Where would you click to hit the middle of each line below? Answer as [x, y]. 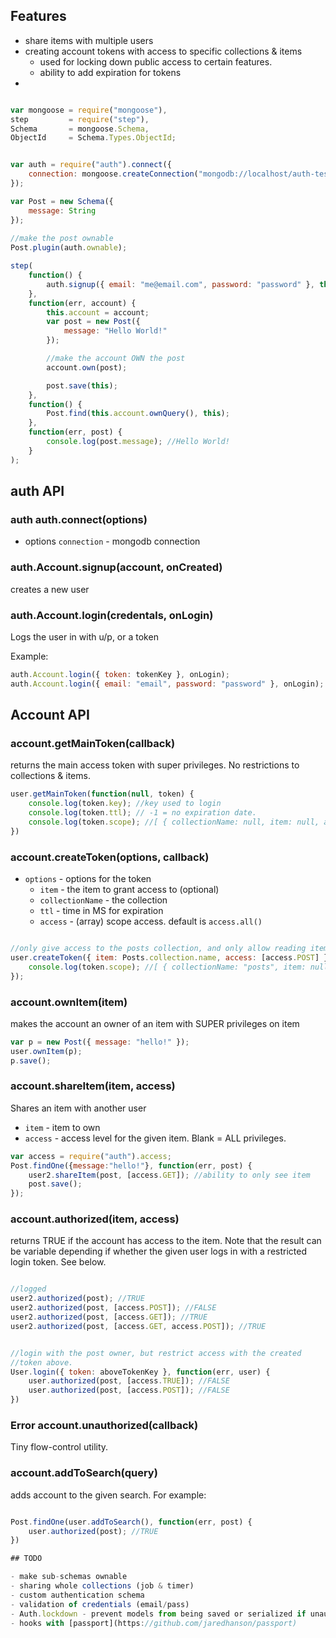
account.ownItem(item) [69, 1002]
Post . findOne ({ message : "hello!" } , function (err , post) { [131, 1165]
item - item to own [62, 1127]
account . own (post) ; [87, 367]
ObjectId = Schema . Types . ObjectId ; [93, 138]
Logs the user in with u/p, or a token [84, 636]
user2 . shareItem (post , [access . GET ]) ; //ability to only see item [169, 1175]
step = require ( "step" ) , [80, 119]
